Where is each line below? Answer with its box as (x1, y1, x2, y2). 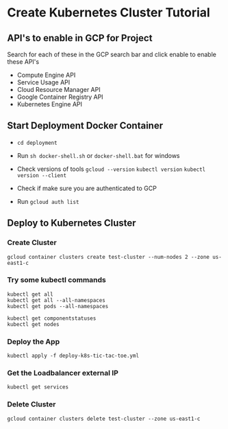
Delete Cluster (7, 399, 56, 409)
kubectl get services (7, 384, 69, 391)
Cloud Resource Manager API (16, 86, 101, 93)
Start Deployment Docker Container (7, 120, 163, 132)
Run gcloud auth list (16, 197, 79, 205)
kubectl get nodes (7, 321, 60, 327)
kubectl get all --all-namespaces (7, 297, 106, 303)
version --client (16, 172, 67, 179)
